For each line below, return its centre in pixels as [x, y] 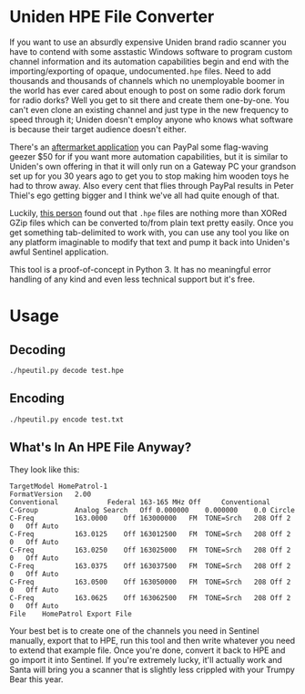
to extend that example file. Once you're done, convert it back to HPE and [147, 650]
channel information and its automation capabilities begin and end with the [149, 61]
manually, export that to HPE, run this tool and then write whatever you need [152, 640]
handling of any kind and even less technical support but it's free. [132, 279]
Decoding [38, 350]
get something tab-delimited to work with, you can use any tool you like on [149, 232]
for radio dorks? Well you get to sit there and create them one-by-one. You [149, 100]
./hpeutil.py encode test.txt [67, 420]
